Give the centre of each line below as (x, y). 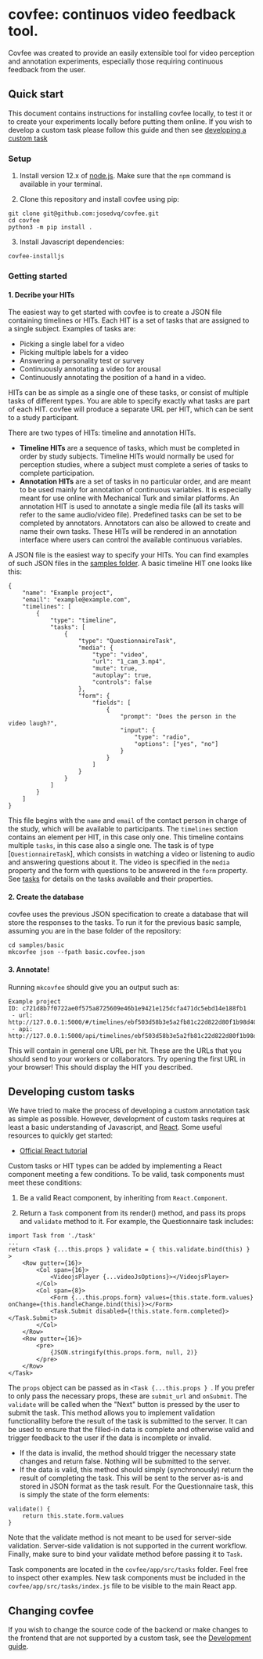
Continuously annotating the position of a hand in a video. (112, 378)
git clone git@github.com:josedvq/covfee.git (83, 214)
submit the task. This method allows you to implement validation (112, 1413)
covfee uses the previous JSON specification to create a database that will (128, 914)
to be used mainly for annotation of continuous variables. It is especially (135, 490)
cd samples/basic (36, 945)
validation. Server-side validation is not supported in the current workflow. (128, 1546)
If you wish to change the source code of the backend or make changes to (128, 1630)
